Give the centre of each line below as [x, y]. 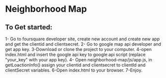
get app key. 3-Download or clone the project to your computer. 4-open [79, 49]
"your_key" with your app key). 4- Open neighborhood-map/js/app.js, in [79, 60]
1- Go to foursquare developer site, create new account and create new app [83, 39]
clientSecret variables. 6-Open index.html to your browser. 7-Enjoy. [74, 70]
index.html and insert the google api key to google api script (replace [75, 54]
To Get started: [29, 27]
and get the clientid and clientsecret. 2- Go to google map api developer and [83, 44]
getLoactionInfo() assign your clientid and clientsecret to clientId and [75, 65]
